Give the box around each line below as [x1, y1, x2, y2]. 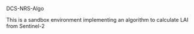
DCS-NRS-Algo [6, 5, 44, 12]
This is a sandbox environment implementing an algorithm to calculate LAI [6, 16, 189, 23]
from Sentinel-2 [6, 23, 45, 29]
